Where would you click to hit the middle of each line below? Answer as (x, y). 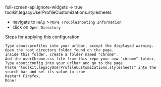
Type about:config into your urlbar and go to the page (64, 63)
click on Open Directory (36, 27)
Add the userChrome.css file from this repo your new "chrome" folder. (80, 59)
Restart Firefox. (23, 76)
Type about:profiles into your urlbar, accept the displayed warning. (80, 46)
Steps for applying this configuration (42, 37)
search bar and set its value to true (45, 72)
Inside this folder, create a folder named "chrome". (62, 54)
